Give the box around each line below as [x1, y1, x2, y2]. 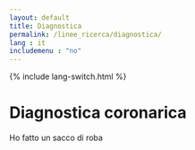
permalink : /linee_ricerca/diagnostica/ [9, 30, 163, 39]
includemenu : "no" [9, 47, 82, 56]
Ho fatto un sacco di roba [9, 132, 103, 144]
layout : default [9, 13, 70, 22]
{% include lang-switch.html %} [9, 71, 127, 82]
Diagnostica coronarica [9, 102, 187, 123]
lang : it [9, 38, 47, 48]
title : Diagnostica [9, 22, 82, 31]
